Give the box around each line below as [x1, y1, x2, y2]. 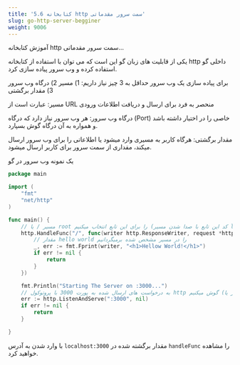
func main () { [8, 216, 51, 224]
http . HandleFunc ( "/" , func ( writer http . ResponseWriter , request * [21, 229, 222, 236]
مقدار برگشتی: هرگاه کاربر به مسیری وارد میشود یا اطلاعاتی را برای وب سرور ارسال [8, 135, 233, 144]
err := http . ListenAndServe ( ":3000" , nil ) [21, 296, 149, 303]
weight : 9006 [8, 24, 47, 31]
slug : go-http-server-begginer [8, 17, 101, 24]
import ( [8, 184, 34, 191]
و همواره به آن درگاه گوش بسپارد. [8, 121, 98, 130]
